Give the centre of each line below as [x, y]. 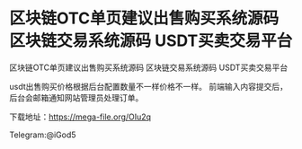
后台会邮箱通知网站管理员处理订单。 [76, 97]
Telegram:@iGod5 [43, 135]
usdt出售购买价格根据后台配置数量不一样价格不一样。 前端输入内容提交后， [148, 86]
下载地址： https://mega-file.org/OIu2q [80, 117]
